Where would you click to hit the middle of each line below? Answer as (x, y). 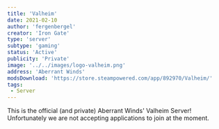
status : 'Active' (32, 53)
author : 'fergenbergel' (42, 26)
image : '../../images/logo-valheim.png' (67, 65)
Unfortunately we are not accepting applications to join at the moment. (108, 118)
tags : (15, 85)
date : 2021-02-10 (32, 20)
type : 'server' (29, 40)
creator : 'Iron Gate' (39, 33)
